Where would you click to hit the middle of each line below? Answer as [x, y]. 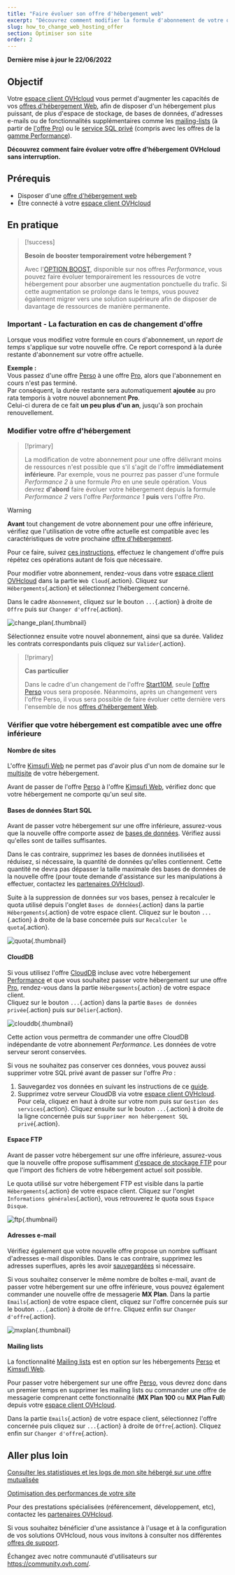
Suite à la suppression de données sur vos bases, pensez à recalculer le [111, 897]
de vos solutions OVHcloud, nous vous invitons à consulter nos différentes [114, 1535]
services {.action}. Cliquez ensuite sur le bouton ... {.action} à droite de [120, 1108]
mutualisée [23, 1480]
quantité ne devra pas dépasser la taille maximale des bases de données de [116, 869]
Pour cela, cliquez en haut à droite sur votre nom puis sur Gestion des [118, 1101]
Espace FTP [25, 1140]
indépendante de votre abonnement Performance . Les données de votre [112, 1044]
